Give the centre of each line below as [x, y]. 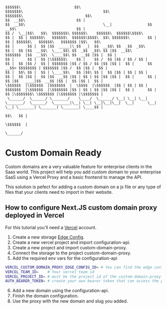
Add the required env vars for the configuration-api [65, 258]
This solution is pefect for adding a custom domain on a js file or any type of [83, 187]
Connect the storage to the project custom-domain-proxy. [72, 253]
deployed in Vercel [35, 215]
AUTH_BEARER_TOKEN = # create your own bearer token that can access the [82, 281]
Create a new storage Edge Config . [48, 237]
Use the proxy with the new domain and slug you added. [70, 301]
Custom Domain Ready [53, 153]
